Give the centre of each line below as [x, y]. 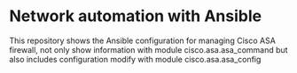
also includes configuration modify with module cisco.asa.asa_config [135, 59]
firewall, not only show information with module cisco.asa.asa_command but [148, 49]
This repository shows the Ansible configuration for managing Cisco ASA [143, 40]
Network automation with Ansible [136, 16]
